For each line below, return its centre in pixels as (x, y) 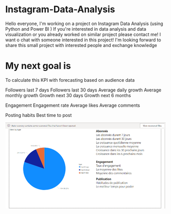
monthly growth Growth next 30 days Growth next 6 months (68, 95)
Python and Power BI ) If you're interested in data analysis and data (76, 29)
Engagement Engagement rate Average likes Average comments (73, 105)
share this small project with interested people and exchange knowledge (81, 45)
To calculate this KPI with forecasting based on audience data (70, 80)
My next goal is (38, 66)
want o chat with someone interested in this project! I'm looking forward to (83, 40)
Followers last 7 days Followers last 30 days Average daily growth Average (83, 90)
